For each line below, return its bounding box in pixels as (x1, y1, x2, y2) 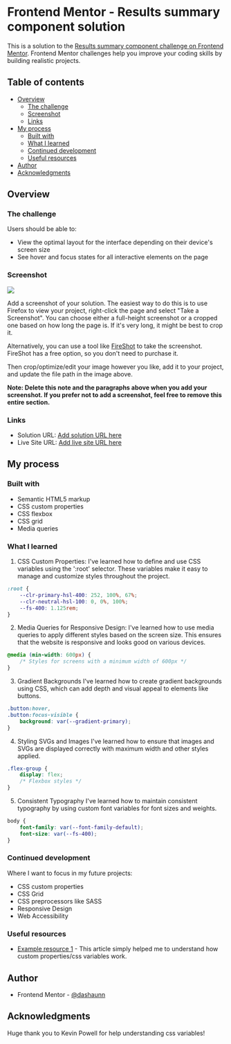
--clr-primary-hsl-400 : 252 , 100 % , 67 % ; (19, 592, 138, 598)
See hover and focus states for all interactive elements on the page (17, 253, 209, 262)
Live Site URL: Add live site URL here (17, 439, 122, 447)
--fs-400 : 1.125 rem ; (19, 605, 79, 612)
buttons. (17, 692, 41, 700)
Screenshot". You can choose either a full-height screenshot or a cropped (7, 313, 218, 322)
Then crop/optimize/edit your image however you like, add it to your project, (7, 363, 224, 371)
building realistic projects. (7, 56, 81, 64)
